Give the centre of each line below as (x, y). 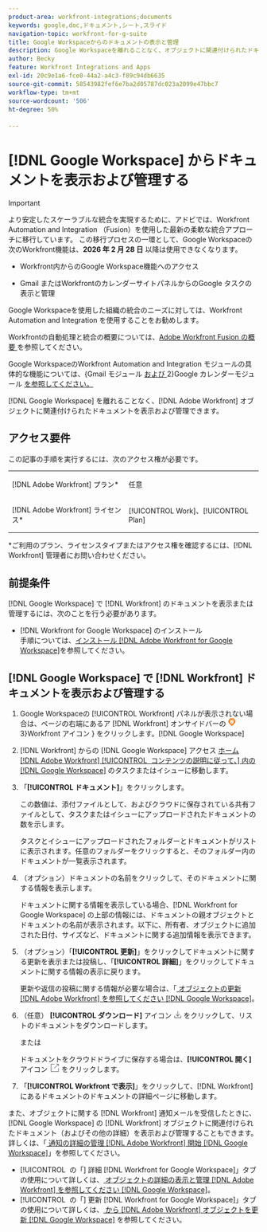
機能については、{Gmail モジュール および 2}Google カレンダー (132, 374)
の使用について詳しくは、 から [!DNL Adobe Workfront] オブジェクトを (135, 1210)
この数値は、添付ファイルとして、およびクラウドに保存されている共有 (134, 804)
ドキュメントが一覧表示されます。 (75, 861)
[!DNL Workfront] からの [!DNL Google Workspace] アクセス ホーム (130, 750)
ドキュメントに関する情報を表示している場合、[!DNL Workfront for (129, 905)
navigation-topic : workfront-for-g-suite (78, 33)
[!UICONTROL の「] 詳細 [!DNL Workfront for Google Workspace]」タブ (138, 1170)
